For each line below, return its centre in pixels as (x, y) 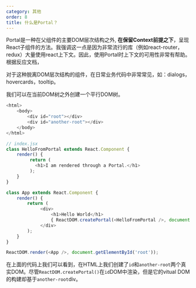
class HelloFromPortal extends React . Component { (68, 149)
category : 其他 (24, 11)
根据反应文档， (24, 62)
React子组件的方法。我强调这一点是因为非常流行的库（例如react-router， (94, 47)
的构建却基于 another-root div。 (43, 279)
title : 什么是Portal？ (32, 22)
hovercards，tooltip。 (33, 82)
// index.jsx (22, 144)
